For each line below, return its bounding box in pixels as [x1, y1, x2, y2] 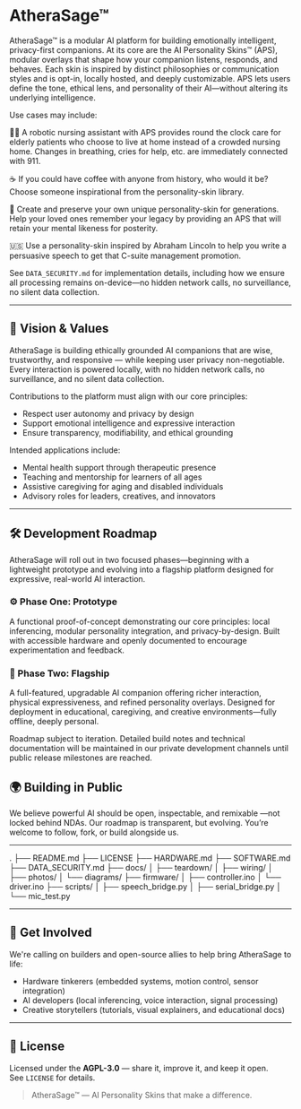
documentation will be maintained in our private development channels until [9, 743, 289, 754]
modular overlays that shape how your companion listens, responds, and [9, 54, 278, 65]
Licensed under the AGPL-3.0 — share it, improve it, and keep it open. [9, 1062, 269, 1073]
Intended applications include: [9, 445, 121, 455]
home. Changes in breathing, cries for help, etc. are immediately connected [9, 145, 288, 157]
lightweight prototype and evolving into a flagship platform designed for [9, 564, 275, 575]
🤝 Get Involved [9, 925, 92, 940]
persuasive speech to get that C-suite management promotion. [9, 250, 242, 261]
